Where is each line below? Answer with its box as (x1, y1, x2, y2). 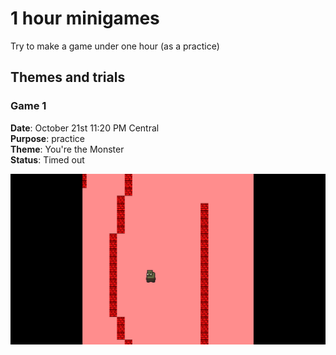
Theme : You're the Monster (10, 143, 125, 155)
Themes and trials (10, 69, 126, 86)
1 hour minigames (10, 7, 160, 30)
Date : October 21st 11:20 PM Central (10, 122, 160, 134)
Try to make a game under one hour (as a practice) (10, 40, 220, 52)
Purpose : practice (10, 132, 85, 144)
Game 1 (10, 99, 47, 113)
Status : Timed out (10, 153, 85, 166)
